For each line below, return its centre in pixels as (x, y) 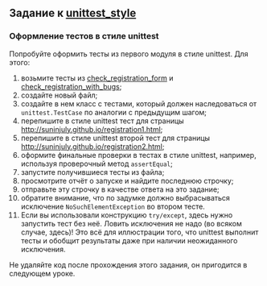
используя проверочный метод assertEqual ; (97, 164)
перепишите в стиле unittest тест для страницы (102, 121)
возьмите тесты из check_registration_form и (97, 78)
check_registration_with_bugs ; (71, 86)
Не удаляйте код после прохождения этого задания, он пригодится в (128, 264)
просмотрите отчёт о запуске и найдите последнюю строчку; (127, 180)
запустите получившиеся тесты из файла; (92, 172)
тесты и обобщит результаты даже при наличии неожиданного (129, 240)
